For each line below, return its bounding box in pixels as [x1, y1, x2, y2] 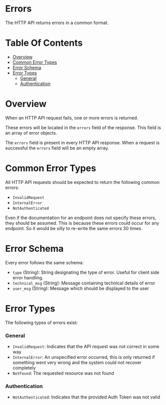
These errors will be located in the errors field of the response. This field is [5, 124, 161, 131]
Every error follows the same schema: [5, 259, 84, 265]
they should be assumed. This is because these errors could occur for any [5, 220, 159, 226]
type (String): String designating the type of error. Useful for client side [12, 269, 159, 275]
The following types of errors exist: [5, 320, 78, 326]
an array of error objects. [5, 130, 57, 136]
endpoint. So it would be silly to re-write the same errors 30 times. [5, 225, 142, 231]
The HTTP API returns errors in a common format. [5, 20, 109, 26]
